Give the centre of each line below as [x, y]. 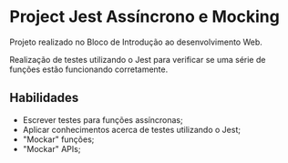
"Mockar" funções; [58, 139]
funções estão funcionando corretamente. [89, 69]
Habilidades [44, 98]
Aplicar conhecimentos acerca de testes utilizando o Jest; [132, 129]
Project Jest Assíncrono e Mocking [144, 17]
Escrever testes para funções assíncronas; [103, 119]
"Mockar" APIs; [51, 148]
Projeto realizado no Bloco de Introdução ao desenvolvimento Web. [136, 42]
